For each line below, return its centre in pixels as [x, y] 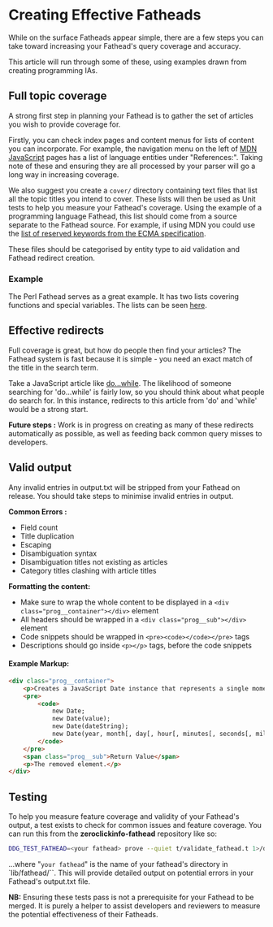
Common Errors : [38, 511]
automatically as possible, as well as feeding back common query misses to [135, 433]
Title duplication [47, 536]
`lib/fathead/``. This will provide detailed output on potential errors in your [131, 873]
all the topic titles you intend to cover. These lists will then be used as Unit [132, 199]
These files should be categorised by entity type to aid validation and [124, 249]
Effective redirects [56, 331]
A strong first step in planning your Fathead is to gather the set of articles [131, 115]
